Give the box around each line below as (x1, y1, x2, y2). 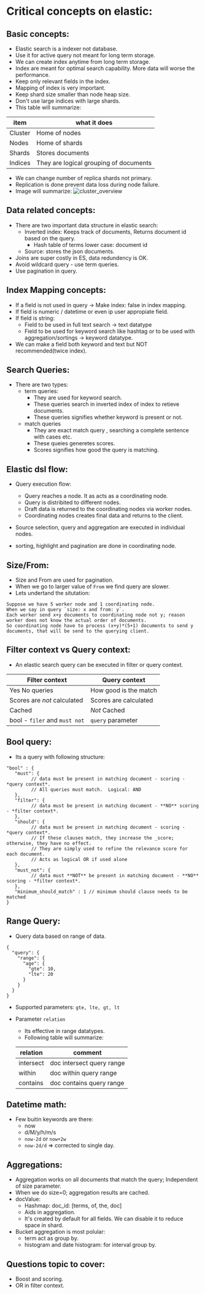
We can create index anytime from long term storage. (15, 58, 150, 65)
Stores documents (36, 149, 90, 157)
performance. (15, 71, 50, 78)
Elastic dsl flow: (6, 464, 69, 474)
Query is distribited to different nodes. (24, 499, 121, 506)
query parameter (90, 715, 138, 724)
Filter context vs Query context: (6, 645, 131, 655)
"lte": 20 (28, 971, 53, 977)
